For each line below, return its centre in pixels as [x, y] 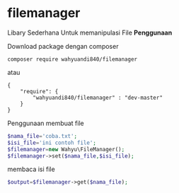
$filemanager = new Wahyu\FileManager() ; [66, 149]
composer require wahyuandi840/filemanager [73, 59]
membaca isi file [31, 169]
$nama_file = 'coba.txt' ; [42, 136]
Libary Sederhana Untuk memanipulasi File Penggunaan [90, 33]
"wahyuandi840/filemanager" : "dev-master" [98, 98]
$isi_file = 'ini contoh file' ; [52, 143]
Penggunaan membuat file [46, 123]
